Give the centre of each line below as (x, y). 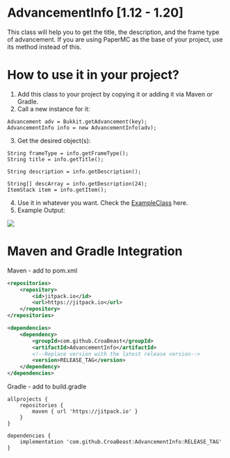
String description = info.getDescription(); (74, 172)
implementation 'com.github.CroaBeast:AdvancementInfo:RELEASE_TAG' (121, 442)
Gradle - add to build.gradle (47, 386)
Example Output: (41, 210)
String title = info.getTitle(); (56, 159)
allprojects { (28, 400)
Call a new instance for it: (54, 108)
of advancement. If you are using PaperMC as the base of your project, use (115, 39)
